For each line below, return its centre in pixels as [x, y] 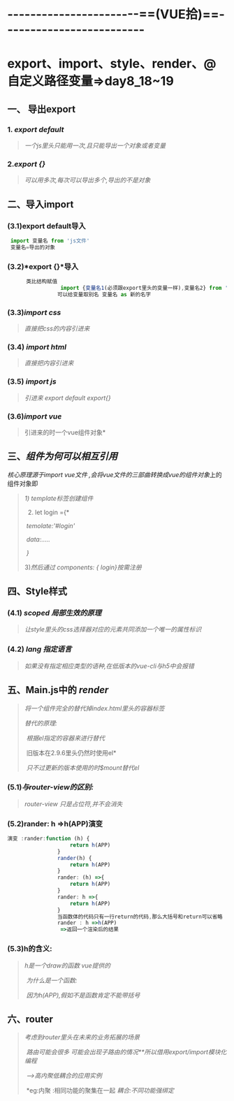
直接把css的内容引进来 [57, 328]
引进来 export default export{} [67, 398]
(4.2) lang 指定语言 [39, 649]
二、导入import [41, 204]
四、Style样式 [37, 591]
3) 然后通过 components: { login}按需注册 [83, 567]
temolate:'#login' [51, 525]
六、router [30, 1019]
